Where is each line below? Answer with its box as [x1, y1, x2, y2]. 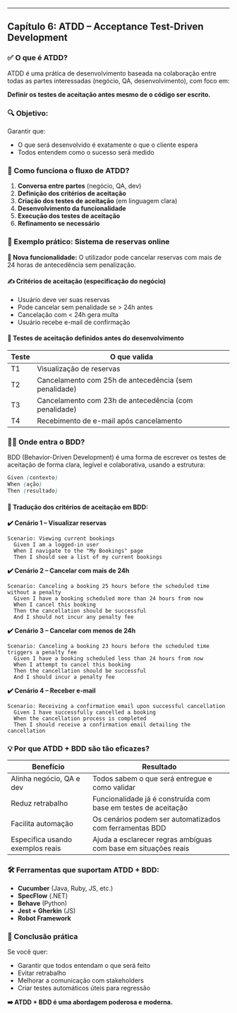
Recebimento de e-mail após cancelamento [37, 416, 183, 426]
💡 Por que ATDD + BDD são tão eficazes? [7, 744, 150, 754]
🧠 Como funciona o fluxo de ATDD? [7, 165, 130, 175]
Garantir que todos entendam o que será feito [17, 961, 150, 969]
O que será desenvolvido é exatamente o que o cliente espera [17, 140, 198, 149]
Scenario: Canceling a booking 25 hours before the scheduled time [7, 583, 210, 590]
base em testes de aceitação [92, 803, 188, 813]
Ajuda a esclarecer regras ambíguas [92, 834, 212, 844]
